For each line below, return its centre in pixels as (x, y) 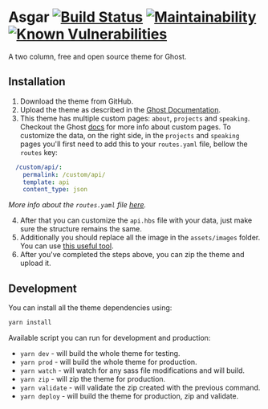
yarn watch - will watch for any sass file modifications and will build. (132, 370)
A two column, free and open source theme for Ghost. (97, 56)
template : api (46, 182)
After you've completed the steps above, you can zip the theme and (132, 255)
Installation (37, 82)
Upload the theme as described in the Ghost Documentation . (120, 109)
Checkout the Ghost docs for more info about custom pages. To (125, 127)
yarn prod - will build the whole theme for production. (109, 362)
